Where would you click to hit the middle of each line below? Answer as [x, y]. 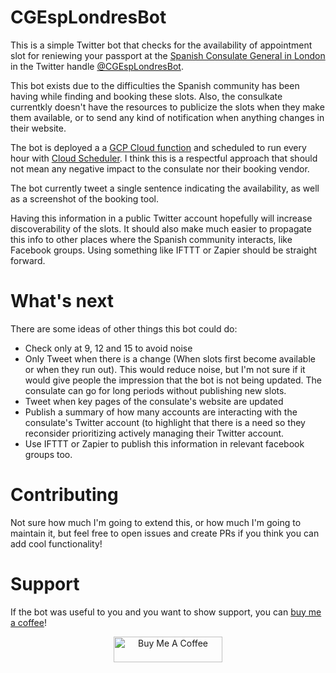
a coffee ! [28, 622]
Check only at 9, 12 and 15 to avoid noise [108, 348]
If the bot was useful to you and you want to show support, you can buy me [166, 612]
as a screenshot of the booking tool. [84, 198]
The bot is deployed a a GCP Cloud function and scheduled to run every [158, 147]
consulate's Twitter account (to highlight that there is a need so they [165, 422]
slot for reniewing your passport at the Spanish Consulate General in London [168, 55]
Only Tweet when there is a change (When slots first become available [170, 358]
